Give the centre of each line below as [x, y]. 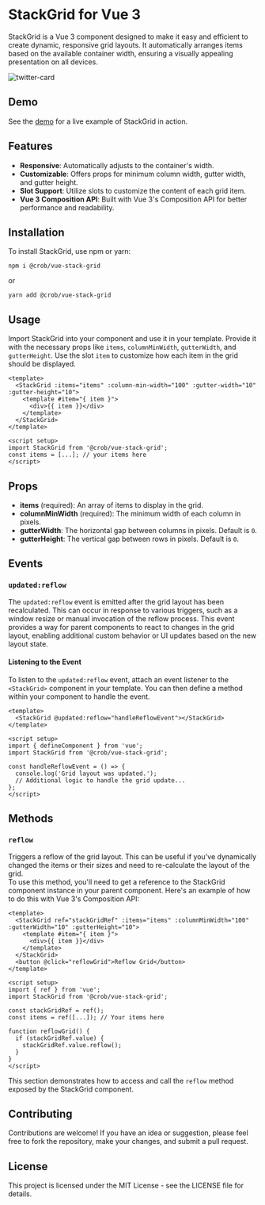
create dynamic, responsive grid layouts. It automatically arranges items [126, 44]
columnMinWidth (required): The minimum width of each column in [130, 514]
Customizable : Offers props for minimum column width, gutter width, [132, 174]
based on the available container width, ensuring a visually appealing [121, 53]
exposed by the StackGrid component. [71, 1089]
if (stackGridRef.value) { [60, 1038]
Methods [31, 819]
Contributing [40, 1113]
